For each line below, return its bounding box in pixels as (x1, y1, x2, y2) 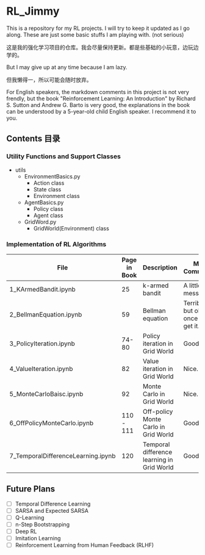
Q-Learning (15, 513, 45, 521)
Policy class (33, 205, 63, 212)
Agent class (33, 211, 63, 219)
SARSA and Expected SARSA (15, 507, 88, 514)
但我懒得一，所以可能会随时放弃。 (6, 76, 92, 83)
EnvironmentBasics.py (24, 172, 81, 180)
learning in (142, 455, 173, 464)
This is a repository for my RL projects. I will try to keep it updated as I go (6, 24, 190, 32)
